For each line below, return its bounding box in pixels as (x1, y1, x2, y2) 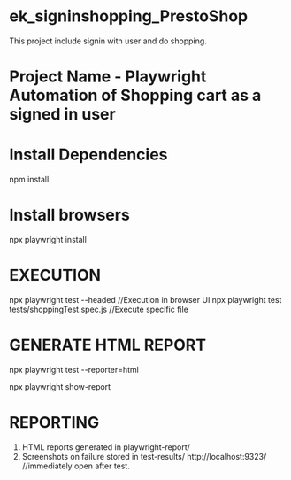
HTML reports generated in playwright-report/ (21, 441, 190, 453)
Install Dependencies (9, 144, 168, 165)
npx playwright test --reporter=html (9, 364, 139, 375)
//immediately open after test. (21, 461, 130, 471)
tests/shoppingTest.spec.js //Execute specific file (9, 304, 188, 314)
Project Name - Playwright (9, 66, 207, 87)
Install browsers (9, 205, 130, 225)
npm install (9, 174, 50, 185)
